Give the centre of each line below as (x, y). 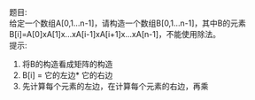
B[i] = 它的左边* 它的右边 (67, 75)
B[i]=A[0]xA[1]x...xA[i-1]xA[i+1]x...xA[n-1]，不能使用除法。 (115, 34)
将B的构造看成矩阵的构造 (67, 64)
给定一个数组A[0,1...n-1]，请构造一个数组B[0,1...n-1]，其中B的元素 (127, 23)
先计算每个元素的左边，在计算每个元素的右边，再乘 (115, 86)
